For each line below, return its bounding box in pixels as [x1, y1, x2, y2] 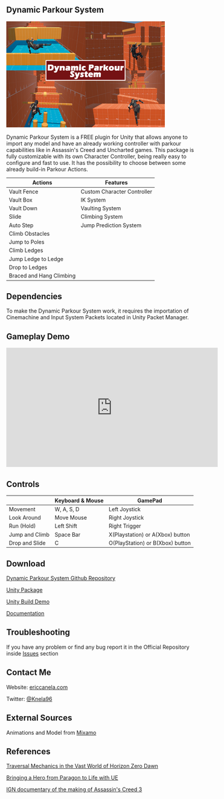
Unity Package [6, 586, 43, 594]
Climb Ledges [8, 247, 43, 254]
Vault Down [8, 205, 37, 212]
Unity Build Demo [6, 598, 50, 605]
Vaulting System [80, 205, 121, 212]
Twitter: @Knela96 [6, 695, 53, 702]
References [6, 746, 51, 757]
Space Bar [54, 531, 80, 538]
